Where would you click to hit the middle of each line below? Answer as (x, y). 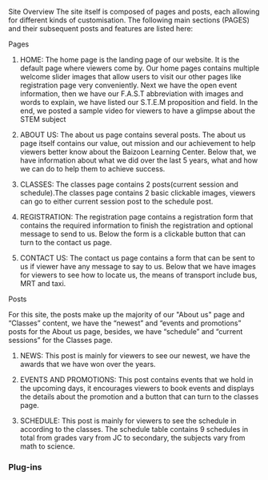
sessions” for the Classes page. (61, 340)
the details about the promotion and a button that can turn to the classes (139, 397)
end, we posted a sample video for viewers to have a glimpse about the (138, 111)
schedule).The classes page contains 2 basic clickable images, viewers (138, 193)
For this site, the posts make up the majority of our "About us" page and (127, 315)
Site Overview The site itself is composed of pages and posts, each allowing (134, 12)
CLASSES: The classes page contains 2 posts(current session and (129, 184)
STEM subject (43, 119)
